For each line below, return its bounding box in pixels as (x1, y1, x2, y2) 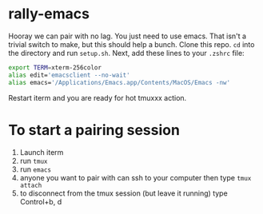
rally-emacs (8, 5, 90, 23)
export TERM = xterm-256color (8, 63, 102, 72)
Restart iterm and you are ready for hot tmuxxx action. (8, 93, 187, 102)
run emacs (19, 164, 52, 174)
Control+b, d (19, 196, 62, 206)
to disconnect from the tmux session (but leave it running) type (19, 188, 228, 198)
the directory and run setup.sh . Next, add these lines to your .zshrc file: (8, 48, 245, 57)
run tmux (19, 156, 48, 165)
